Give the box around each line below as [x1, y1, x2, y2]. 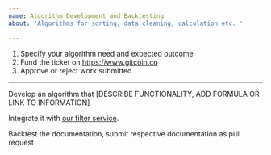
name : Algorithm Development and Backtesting [8, 11, 164, 20]
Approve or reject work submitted [19, 65, 132, 75]
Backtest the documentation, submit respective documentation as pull [8, 128, 241, 138]
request [8, 137, 35, 147]
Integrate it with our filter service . [8, 113, 119, 123]
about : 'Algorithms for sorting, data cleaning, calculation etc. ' [8, 19, 244, 27]
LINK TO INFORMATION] [8, 98, 90, 107]
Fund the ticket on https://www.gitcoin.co [19, 57, 159, 67]
